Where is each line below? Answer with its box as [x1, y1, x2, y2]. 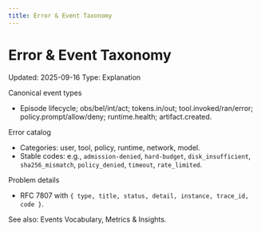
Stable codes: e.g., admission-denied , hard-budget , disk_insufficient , [19, 151, 251, 160]
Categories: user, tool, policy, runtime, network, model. [19, 143, 201, 152]
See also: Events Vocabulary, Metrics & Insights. [8, 214, 167, 224]
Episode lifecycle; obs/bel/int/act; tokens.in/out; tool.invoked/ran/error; [19, 103, 254, 112]
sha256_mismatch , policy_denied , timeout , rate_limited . [19, 159, 203, 169]
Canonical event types [8, 88, 82, 97]
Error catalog [8, 127, 52, 136]
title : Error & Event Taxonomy [8, 11, 113, 20]
